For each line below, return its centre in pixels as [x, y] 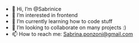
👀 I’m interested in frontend [45, 15]
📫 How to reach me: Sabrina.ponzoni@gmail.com [72, 34]
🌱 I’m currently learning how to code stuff [62, 21]
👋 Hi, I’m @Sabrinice [37, 9]
